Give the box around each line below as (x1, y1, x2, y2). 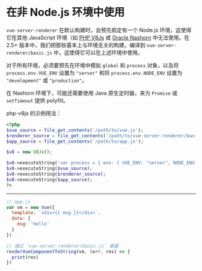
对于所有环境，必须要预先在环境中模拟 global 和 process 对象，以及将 (6, 61, 179, 69)
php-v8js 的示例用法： (6, 109, 62, 117)
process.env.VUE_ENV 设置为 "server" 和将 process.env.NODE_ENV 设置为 (6, 69, 183, 76)
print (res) (11, 254, 39, 260)
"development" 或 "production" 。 (6, 76, 87, 84)
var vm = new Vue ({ (6, 204, 55, 210)
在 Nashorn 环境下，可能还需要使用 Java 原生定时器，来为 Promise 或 (6, 89, 178, 97)
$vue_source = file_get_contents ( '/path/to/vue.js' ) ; (6, 127, 144, 133)
